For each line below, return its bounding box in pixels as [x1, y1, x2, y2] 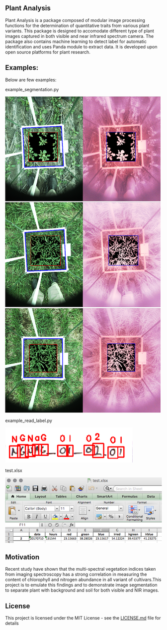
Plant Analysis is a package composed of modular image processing [5, 17, 146, 23]
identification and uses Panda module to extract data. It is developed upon [5, 43, 158, 49]
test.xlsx [5, 467, 22, 473]
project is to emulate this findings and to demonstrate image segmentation [5, 582, 158, 588]
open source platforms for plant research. [5, 49, 90, 55]
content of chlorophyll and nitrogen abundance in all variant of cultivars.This [5, 577, 162, 583]
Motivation [5, 553, 40, 561]
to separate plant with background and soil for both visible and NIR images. [5, 587, 159, 593]
